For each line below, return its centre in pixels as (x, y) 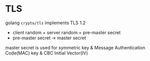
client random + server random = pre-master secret (66, 32)
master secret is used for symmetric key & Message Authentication (75, 47)
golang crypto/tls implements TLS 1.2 (45, 23)
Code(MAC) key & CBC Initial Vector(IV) (47, 53)
